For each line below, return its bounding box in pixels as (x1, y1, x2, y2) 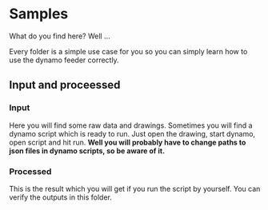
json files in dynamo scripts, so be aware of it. (9, 145, 166, 156)
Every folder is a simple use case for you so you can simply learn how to (9, 46, 248, 56)
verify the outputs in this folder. (9, 192, 113, 202)
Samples (9, 5, 69, 23)
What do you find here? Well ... (9, 31, 110, 41)
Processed (9, 165, 52, 176)
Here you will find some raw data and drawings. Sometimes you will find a (9, 121, 253, 130)
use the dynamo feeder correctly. (9, 55, 119, 65)
